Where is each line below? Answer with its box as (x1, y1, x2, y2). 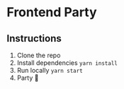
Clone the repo (16, 51, 61, 59)
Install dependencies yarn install (16, 59, 118, 67)
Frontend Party (6, 4, 97, 20)
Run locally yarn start (16, 66, 83, 74)
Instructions (6, 32, 62, 44)
